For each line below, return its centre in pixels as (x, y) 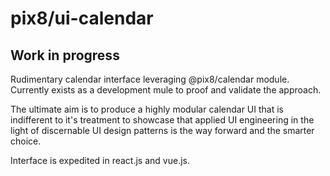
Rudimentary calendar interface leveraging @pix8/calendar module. (150, 79)
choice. (26, 141)
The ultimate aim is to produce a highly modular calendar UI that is (147, 109)
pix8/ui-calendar (82, 18)
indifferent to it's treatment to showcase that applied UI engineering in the (162, 120)
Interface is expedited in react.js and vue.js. (100, 160)
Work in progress (65, 55)
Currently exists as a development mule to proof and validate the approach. (166, 90)
